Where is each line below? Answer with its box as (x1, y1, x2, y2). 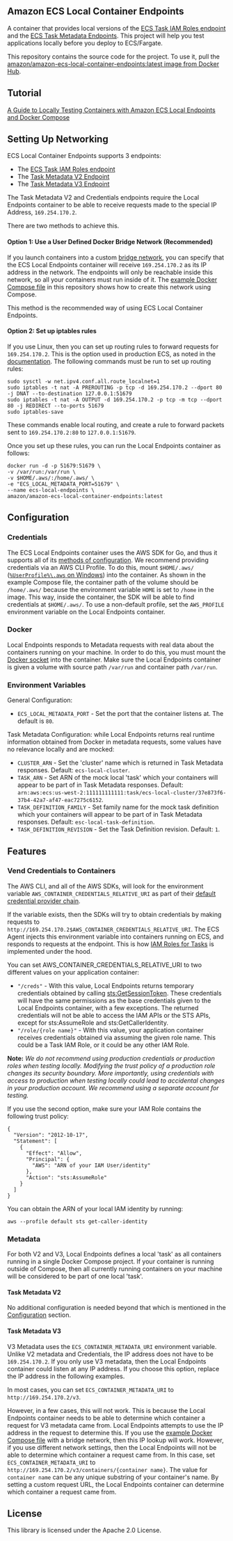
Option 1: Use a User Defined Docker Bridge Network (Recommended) (7, 238, 214, 246)
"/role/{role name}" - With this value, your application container (17, 1025, 204, 1034)
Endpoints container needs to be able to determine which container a (7, 1414, 205, 1422)
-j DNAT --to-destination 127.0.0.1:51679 (7, 390, 132, 397)
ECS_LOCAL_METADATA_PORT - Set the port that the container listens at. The (17, 710, 224, 718)
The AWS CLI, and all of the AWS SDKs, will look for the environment (7, 881, 204, 890)
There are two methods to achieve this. (7, 222, 120, 230)
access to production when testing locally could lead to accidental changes (7, 1076, 225, 1085)
